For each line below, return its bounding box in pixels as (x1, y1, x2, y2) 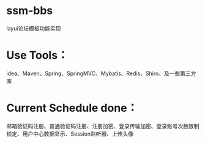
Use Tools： (6, 48, 69, 62)
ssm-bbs (6, 4, 53, 18)
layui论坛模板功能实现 (6, 24, 61, 32)
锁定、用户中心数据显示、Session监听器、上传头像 (6, 130, 133, 137)
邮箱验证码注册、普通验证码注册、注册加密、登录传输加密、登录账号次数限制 (6, 122, 199, 130)
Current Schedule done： (6, 101, 138, 115)
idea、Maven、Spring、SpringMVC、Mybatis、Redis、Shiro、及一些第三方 (6, 70, 196, 77)
